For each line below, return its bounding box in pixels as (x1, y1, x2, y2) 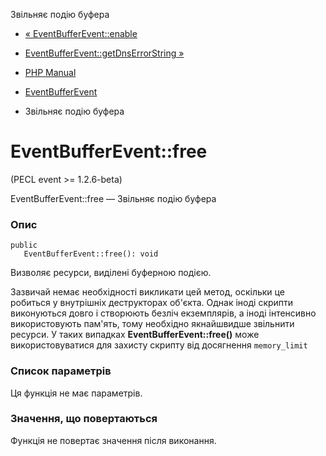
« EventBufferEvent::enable (24, 28, 138, 39)
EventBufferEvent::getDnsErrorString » (24, 47, 185, 59)
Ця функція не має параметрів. (10, 387, 143, 399)
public (10, 240, 38, 251)
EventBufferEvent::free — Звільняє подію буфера (10, 192, 217, 204)
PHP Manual (24, 67, 77, 78)
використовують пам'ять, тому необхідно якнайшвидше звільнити (10, 318, 295, 330)
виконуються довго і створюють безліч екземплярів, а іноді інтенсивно (10, 307, 317, 319)
